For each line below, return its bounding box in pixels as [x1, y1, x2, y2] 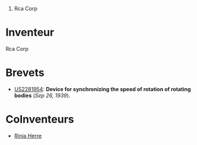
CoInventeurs [5, 112, 75, 126]
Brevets [5, 66, 45, 79]
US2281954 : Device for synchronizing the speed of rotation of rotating [14, 85, 191, 92]
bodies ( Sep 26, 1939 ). [14, 92, 71, 99]
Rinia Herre [14, 132, 42, 139]
